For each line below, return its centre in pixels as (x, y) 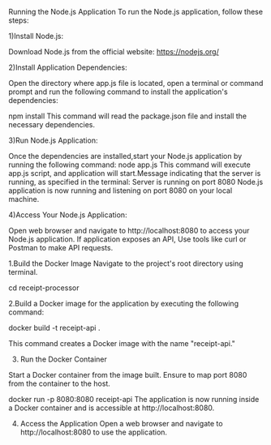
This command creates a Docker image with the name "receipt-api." (122, 343)
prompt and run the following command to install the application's (118, 92)
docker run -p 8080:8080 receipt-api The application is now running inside (134, 399)
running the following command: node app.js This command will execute (130, 165)
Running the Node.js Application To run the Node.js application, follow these (136, 12)
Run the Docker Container (63, 359)
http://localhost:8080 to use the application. (94, 432)
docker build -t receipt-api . (54, 328)
